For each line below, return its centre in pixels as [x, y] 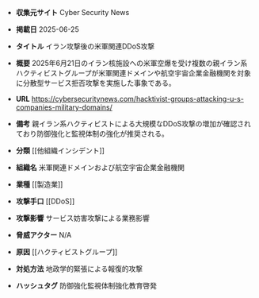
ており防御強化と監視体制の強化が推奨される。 [92, 134]
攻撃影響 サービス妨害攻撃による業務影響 [83, 218]
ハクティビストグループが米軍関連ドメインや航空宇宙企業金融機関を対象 [133, 73]
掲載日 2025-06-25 [47, 29]
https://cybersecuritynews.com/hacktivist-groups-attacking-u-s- [137, 99]
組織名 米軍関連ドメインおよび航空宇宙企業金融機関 [100, 167]
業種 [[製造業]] [39, 184]
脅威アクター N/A [44, 235]
